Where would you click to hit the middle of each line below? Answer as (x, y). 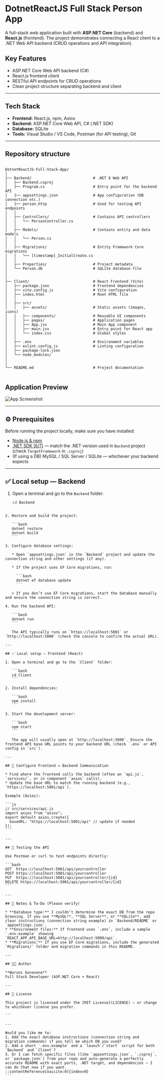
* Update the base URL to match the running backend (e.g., (68, 783)
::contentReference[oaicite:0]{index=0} (47, 1072)
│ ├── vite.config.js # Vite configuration (71, 290)
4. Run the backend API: (30, 606)
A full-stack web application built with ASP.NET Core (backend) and (74, 33)
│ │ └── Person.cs (28, 239)
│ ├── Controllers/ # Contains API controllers (78, 217)
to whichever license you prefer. (41, 1007)
